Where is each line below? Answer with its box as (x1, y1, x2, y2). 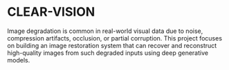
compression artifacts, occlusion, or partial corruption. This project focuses (7, 34, 223, 42)
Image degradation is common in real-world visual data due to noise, (7, 27, 203, 35)
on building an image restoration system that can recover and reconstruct (7, 41, 217, 49)
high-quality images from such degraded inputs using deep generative (7, 49, 209, 57)
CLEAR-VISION (7, 4, 95, 20)
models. (7, 56, 30, 64)
